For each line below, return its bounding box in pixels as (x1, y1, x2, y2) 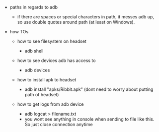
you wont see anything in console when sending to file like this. (24, 116, 155, 122)
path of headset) (24, 92, 59, 97)
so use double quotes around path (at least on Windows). (17, 19, 135, 25)
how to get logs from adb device (17, 101, 84, 107)
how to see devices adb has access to (17, 58, 96, 64)
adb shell (24, 48, 44, 54)
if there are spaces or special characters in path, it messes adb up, (17, 14, 154, 19)
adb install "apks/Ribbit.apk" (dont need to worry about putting (24, 86, 154, 92)
